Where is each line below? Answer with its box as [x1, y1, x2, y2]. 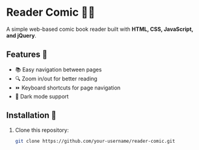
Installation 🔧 [6, 110, 57, 120]
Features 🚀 [6, 50, 48, 60]
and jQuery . [6, 31, 37, 39]
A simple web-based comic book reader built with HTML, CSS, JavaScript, [6, 25, 194, 33]
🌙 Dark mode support [15, 93, 69, 100]
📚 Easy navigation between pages [15, 66, 102, 73]
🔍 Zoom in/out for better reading [15, 75, 98, 82]
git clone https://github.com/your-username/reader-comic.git [15, 138, 175, 144]
